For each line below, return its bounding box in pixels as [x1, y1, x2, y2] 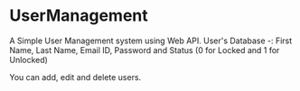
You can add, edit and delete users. [9, 71, 142, 82]
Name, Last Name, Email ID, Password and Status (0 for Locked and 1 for [9, 44, 280, 55]
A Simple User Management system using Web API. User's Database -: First [9, 35, 293, 46]
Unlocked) [9, 54, 48, 65]
